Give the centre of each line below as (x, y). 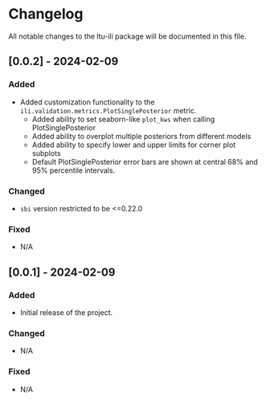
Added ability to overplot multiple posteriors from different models (141, 136)
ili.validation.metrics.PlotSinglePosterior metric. (108, 110)
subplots (47, 153)
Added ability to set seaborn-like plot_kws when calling (123, 119)
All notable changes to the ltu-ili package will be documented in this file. (127, 36)
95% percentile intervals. (74, 170)
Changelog (46, 14)
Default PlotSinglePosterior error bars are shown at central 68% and (145, 162)
